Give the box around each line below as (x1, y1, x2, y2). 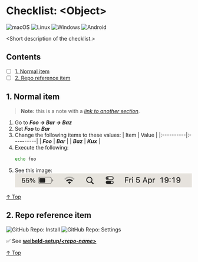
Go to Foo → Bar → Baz (14, 119, 72, 126)
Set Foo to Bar (14, 125, 50, 132)
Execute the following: (14, 144, 69, 151)
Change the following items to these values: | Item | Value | (14, 131, 158, 138)
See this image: (14, 167, 52, 174)
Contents (6, 52, 41, 62)
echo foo (14, 156, 37, 162)
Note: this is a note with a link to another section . (20, 107, 140, 114)
